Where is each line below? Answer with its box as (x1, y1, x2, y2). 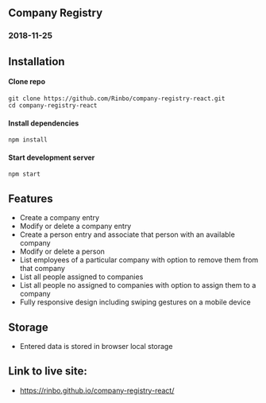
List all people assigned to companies (19, 272, 144, 281)
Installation (8, 55, 65, 68)
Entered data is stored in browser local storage (19, 341, 173, 351)
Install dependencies (8, 118, 79, 128)
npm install (8, 136, 48, 144)
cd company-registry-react (8, 101, 98, 110)
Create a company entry (19, 213, 100, 223)
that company (19, 264, 66, 273)
